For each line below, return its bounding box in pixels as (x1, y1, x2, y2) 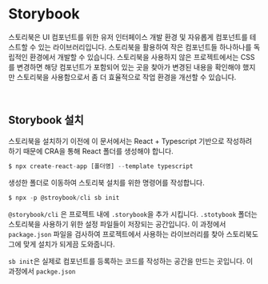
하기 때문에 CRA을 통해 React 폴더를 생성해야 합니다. (8, 146, 174, 156)
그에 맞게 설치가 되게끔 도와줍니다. (8, 239, 115, 249)
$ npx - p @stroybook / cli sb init (8, 194, 120, 202)
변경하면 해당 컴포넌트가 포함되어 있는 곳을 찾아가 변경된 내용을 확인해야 (16, 62, 242, 72)
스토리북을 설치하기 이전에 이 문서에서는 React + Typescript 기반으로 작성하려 (8, 136, 253, 146)
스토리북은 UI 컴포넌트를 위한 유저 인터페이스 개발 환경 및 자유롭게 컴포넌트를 (8, 32, 248, 42)
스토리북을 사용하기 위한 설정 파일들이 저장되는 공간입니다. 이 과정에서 (8, 219, 226, 229)
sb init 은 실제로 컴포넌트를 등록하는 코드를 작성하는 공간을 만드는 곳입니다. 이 (8, 256, 254, 266)
